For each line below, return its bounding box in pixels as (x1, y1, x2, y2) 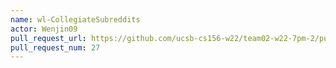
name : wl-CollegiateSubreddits (10, 14, 141, 25)
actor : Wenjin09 (10, 24, 78, 34)
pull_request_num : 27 (10, 42, 101, 53)
